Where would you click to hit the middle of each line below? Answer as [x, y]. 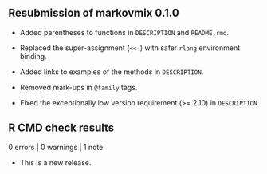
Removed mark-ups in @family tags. [79, 87]
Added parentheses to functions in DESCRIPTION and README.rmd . [124, 32]
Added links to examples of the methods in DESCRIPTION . [112, 72]
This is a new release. [55, 162]
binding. [33, 56]
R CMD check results [61, 128]
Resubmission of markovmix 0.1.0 [94, 13]
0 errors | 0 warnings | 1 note [56, 147]
